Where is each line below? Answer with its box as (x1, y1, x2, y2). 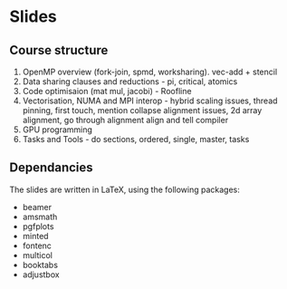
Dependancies (9, 160, 93, 176)
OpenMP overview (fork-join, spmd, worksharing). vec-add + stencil (22, 66, 278, 77)
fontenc (22, 240, 53, 251)
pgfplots (22, 220, 54, 232)
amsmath (22, 211, 58, 222)
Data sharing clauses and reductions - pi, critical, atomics (22, 76, 238, 87)
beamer (22, 201, 53, 212)
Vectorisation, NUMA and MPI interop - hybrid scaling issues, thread (22, 95, 278, 106)
